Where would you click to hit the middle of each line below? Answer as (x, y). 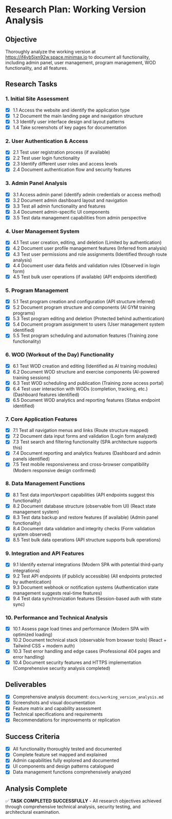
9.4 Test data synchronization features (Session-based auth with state (87, 598)
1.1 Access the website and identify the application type (71, 110)
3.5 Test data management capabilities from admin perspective (80, 218)
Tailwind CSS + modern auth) (44, 646)
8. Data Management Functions (45, 483)
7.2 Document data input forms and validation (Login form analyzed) (85, 436)
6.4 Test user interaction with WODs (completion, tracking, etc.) (80, 388)
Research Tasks (31, 84)
